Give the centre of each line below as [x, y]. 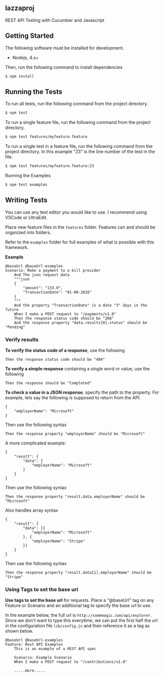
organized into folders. [28, 232]
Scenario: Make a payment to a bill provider [53, 270]
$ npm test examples [27, 184]
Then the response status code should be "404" [55, 359]
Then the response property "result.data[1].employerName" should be [79, 572]
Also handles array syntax [32, 510]
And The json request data [42, 275]
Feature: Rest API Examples [34, 645]
